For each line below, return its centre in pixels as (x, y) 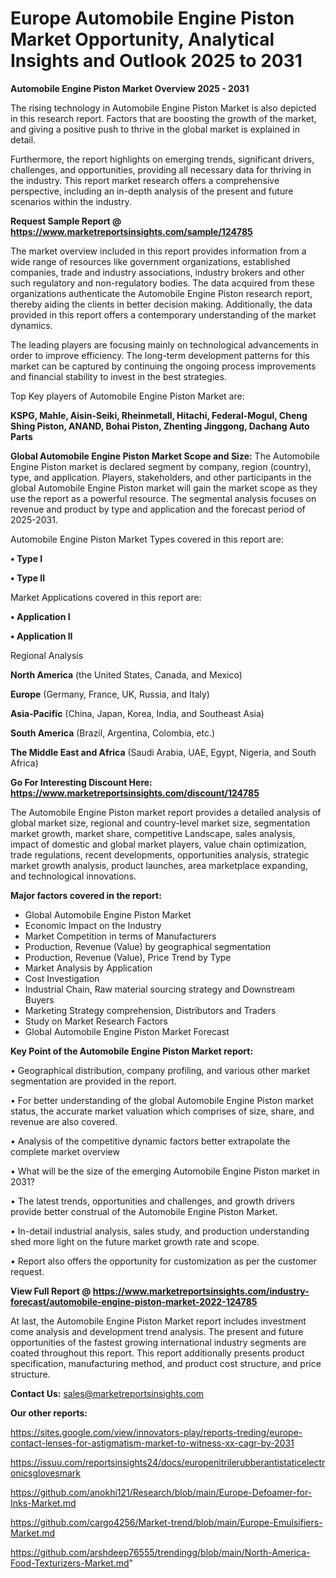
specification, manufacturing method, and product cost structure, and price (166, 1363)
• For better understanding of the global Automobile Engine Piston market (162, 1100)
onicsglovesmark (45, 1473)
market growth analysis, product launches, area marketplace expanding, (159, 865)
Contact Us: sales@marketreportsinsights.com (107, 1393)
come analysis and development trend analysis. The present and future (157, 1331)
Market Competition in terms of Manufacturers (120, 936)
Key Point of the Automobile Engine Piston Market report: (132, 1051)
